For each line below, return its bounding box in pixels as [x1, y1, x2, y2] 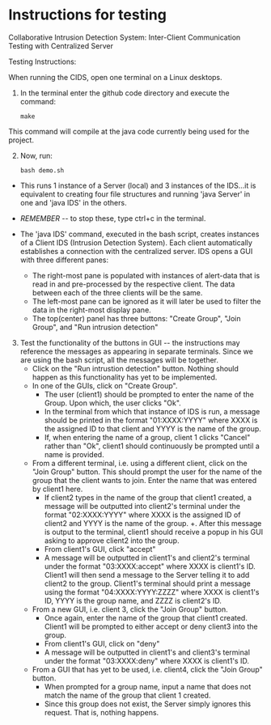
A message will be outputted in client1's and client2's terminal [44, 553, 251, 562]
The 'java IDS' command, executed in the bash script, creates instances [19, 229, 260, 239]
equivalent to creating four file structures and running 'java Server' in [19, 189, 251, 199]
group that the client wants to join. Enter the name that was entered [32, 475, 257, 485]
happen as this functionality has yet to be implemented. [32, 372, 218, 382]
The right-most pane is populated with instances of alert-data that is [32, 270, 260, 280]
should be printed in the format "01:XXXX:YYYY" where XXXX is [44, 415, 258, 425]
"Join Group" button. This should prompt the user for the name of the [32, 467, 263, 477]
